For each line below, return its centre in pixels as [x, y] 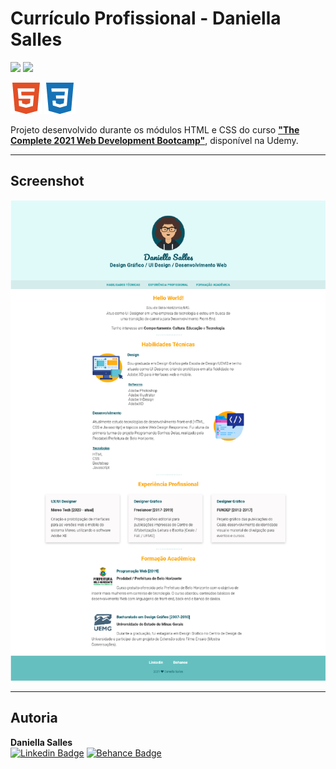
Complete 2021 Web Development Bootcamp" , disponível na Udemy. [154, 140]
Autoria [34, 718]
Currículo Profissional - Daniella [146, 18]
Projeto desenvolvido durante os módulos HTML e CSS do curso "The [155, 129]
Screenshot [47, 181]
